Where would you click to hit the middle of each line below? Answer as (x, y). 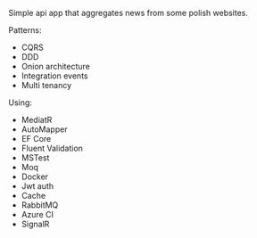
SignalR (35, 224)
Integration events (54, 76)
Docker (35, 176)
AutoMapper (44, 129)
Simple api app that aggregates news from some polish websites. (128, 13)
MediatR (37, 120)
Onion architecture (55, 66)
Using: (21, 103)
